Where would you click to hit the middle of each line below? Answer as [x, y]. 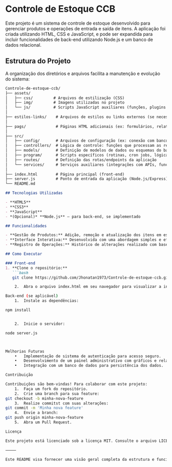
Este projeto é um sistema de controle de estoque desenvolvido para [78, 23]
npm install [18, 310]
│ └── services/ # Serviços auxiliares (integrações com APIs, [81, 165]
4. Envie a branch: [36, 413]
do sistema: [17, 79]
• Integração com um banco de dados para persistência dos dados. [89, 366]
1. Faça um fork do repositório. [51, 389]
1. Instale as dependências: [47, 301]
